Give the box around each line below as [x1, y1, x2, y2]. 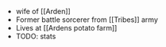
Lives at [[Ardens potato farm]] [15, 23, 118, 32]
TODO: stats [15, 31, 56, 41]
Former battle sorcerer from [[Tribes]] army [15, 15, 159, 24]
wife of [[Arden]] [15, 7, 71, 16]
